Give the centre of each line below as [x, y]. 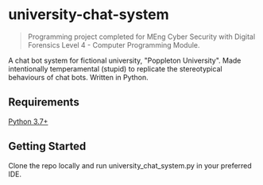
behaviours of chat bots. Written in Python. [78, 77]
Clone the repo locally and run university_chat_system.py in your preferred [130, 165]
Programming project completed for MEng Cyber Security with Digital [141, 37]
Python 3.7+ [28, 121]
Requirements [44, 102]
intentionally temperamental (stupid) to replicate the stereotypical [115, 68]
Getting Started [47, 146]
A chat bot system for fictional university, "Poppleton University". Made [125, 60]
